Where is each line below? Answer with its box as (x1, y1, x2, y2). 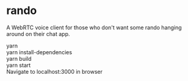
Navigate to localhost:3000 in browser (6, 68, 103, 75)
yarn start (6, 62, 31, 69)
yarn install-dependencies (6, 48, 72, 55)
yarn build (6, 55, 32, 62)
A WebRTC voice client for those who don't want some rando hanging (6, 24, 182, 31)
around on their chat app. (6, 30, 70, 37)
